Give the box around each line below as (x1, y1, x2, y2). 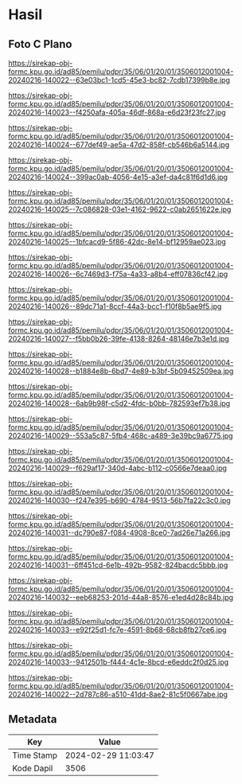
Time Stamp (12, 750, 58, 761)
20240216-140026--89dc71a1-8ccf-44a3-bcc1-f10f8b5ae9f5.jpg (8, 302, 222, 311)
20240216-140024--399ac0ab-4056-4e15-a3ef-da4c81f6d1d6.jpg (8, 173, 228, 181)
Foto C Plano (8, 37, 72, 51)
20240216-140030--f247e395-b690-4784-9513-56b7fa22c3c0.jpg (8, 496, 231, 505)
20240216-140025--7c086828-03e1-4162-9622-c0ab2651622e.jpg (8, 205, 232, 214)
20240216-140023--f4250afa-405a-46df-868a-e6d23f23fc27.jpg (8, 107, 226, 117)
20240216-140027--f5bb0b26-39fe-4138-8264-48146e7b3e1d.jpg (8, 334, 229, 343)
